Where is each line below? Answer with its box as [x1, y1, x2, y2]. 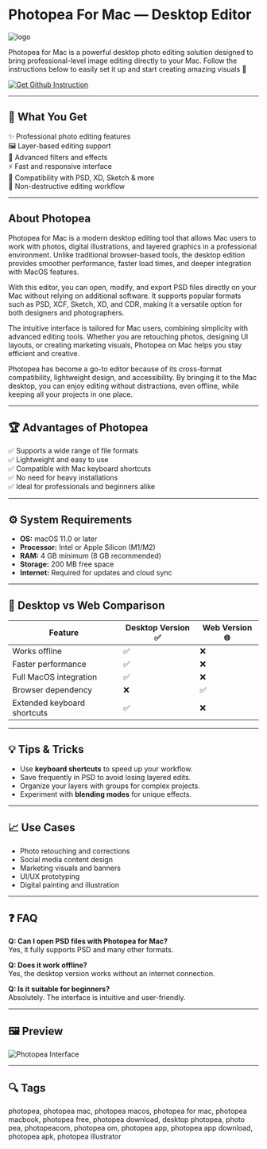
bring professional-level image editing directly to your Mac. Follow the [8, 56, 238, 65]
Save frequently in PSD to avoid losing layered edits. [19, 772, 192, 782]
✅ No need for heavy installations [8, 473, 118, 483]
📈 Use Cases [8, 821, 75, 834]
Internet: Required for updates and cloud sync [19, 568, 172, 578]
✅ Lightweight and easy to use [8, 455, 109, 465]
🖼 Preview [8, 1024, 64, 1037]
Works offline [12, 645, 62, 657]
